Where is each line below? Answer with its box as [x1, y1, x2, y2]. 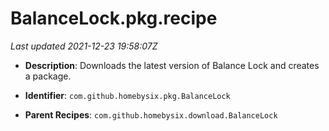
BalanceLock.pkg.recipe [10, 7, 218, 30]
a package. [24, 70, 72, 82]
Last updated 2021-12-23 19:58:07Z [10, 40, 158, 52]
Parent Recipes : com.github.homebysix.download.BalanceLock [24, 108, 278, 121]
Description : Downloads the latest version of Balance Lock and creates [24, 59, 320, 71]
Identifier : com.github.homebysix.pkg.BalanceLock [24, 89, 231, 101]
